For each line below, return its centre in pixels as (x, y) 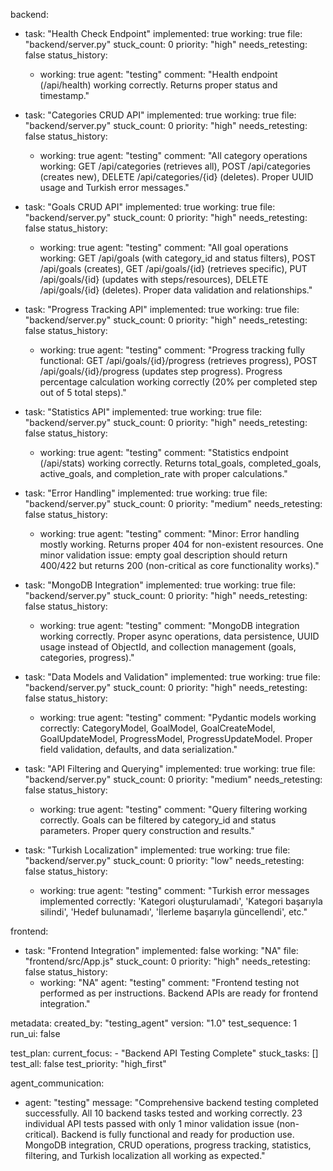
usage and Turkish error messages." (114, 187)
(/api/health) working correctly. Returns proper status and (158, 85)
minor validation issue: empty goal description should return (163, 555)
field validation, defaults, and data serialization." (138, 749)
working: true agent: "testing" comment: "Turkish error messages (174, 890)
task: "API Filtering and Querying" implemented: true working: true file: (170, 768)
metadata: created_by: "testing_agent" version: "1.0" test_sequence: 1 (154, 1023)
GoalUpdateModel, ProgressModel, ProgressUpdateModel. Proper (176, 738)
